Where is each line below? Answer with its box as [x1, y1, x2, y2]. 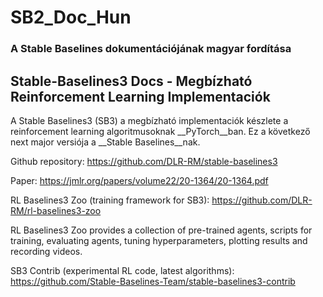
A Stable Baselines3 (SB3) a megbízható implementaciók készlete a [10, 114, 289, 126]
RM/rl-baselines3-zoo [10, 204, 102, 216]
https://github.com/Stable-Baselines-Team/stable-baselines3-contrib [10, 275, 296, 287]
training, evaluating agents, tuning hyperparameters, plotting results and [10, 234, 308, 246]
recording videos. [10, 245, 83, 257]
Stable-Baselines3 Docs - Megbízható [10, 72, 253, 90]
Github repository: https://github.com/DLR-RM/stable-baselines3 [10, 155, 278, 167]
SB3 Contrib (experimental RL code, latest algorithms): [10, 264, 235, 276]
